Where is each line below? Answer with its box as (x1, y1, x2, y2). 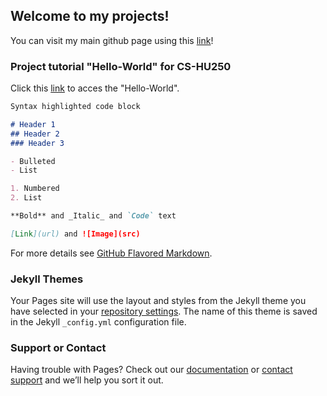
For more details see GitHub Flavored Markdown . (10, 247, 213, 259)
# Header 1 (10, 119, 56, 129)
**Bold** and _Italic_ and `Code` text (10, 211, 177, 221)
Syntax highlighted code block (10, 102, 141, 112)
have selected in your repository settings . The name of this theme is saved (10, 305, 318, 318)
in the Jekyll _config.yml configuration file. (10, 316, 187, 328)
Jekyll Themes (10, 272, 84, 286)
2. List (10, 193, 43, 203)
